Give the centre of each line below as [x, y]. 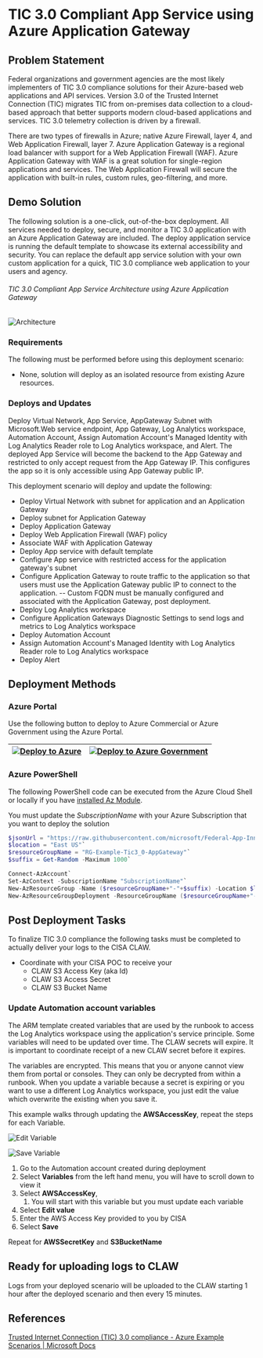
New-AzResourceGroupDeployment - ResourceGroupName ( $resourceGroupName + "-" [134, 896]
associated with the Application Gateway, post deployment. [115, 601]
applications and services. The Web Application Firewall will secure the [122, 169]
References [37, 1318]
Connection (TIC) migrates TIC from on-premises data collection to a [119, 104]
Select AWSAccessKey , [58, 1193]
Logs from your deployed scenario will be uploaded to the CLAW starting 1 [128, 1285]
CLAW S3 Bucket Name [69, 988]
